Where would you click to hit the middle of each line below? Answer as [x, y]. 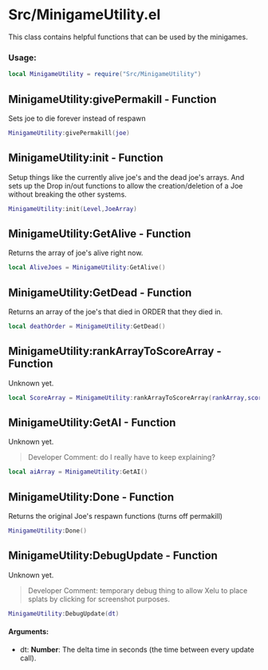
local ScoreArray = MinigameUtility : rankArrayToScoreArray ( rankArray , [128, 397]
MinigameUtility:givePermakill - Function [112, 99]
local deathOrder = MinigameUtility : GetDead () [87, 326]
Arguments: [29, 632]
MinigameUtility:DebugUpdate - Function [113, 556]
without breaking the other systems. [68, 194]
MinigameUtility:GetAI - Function [92, 423]
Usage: [23, 58]
